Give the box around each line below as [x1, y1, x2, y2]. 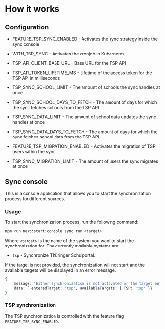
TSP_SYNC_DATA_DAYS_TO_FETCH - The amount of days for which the [12, 129, 158, 135]
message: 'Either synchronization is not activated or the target [14, 281, 153, 286]
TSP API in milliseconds [12, 75, 60, 81]
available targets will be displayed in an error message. [5, 267, 116, 273]
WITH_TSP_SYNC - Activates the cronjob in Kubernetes [12, 51, 125, 56]
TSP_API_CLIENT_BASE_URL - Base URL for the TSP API [12, 60, 126, 66]
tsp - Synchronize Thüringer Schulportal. [12, 252, 96, 258]
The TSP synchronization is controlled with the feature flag [5, 313, 124, 319]
